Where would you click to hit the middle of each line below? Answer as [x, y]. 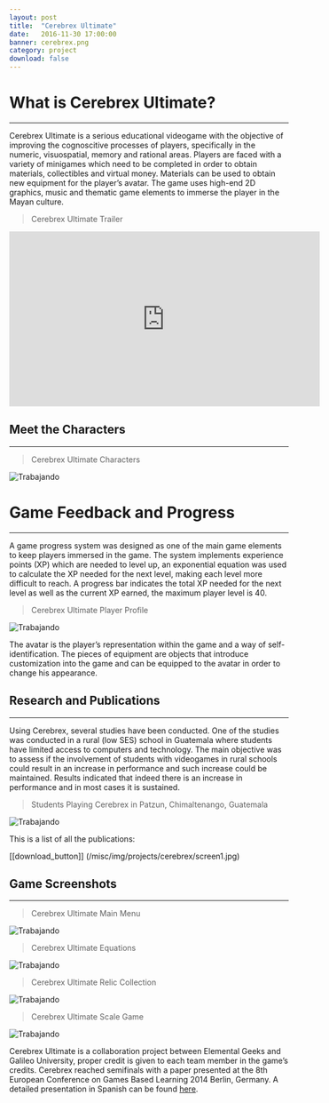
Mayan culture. [37, 202]
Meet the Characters [67, 430]
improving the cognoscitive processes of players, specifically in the [132, 145]
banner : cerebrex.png [49, 42]
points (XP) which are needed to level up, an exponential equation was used [148, 564]
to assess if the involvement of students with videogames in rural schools [143, 759]
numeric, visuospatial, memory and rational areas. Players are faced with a [145, 154]
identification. [34, 653]
